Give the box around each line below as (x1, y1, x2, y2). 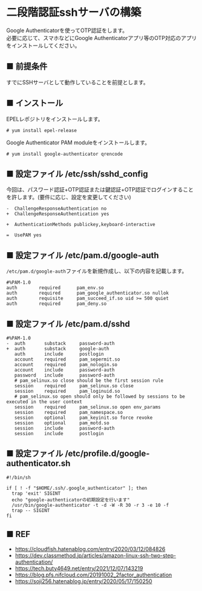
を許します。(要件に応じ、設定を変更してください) (6, 193, 131, 201)
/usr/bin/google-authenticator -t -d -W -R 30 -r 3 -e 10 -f (11, 502, 169, 508)
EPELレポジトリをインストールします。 (6, 115, 104, 122)
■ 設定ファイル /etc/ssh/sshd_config (6, 169, 148, 179)
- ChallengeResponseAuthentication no (6, 205, 107, 212)
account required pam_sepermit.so (14, 356, 120, 362)
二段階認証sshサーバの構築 (6, 5, 142, 19)
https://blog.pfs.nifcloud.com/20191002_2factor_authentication (15, 571, 172, 578)
